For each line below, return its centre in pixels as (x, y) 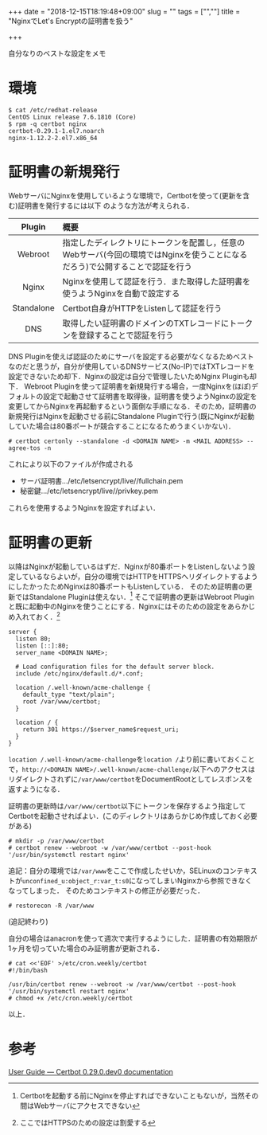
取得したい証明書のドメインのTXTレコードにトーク (157, 323)
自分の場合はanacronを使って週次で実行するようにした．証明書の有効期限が (133, 938)
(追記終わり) (29, 922)
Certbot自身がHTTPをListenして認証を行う (142, 308)
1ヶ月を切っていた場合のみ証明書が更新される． (86, 949)
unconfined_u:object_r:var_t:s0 (76, 882)
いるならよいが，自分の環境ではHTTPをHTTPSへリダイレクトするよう (143, 576)
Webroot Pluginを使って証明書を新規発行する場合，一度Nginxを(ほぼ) (137, 386)
